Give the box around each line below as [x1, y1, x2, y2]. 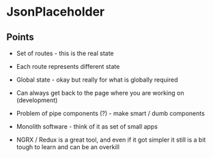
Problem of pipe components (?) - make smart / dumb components [16, 110, 205, 117]
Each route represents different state [16, 63, 120, 70]
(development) [16, 96, 58, 104]
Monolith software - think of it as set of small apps [16, 123, 158, 130]
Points [6, 31, 35, 43]
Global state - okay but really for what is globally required [16, 76, 178, 84]
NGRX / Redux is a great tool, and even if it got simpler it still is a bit [16, 136, 206, 144]
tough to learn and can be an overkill [16, 143, 120, 151]
